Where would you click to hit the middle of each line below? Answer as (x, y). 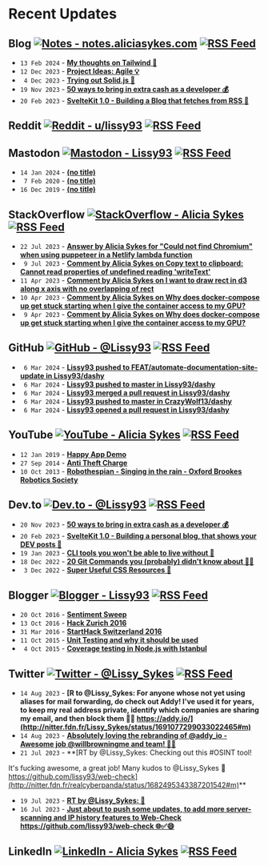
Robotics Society (49, 479)
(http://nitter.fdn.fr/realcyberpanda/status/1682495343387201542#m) (124, 785)
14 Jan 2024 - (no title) (58, 172)
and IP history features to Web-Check (117, 818)
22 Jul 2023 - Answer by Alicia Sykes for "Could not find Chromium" (136, 247)
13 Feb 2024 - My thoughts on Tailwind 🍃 (88, 62)
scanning (36, 818)
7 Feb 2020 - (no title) (60, 181)
